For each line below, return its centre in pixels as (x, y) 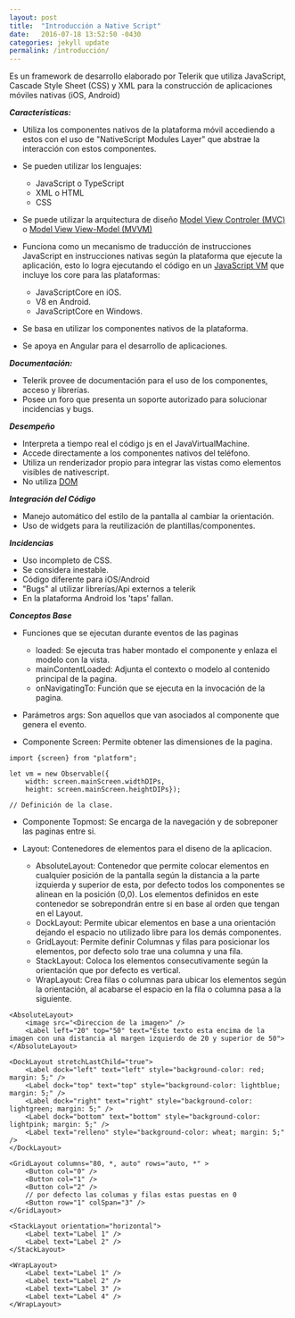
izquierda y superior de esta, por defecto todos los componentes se (160, 885)
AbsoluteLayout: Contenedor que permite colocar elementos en (152, 866)
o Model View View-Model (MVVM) (87, 230)
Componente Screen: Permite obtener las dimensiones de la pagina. (147, 742)
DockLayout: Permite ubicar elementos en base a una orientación (156, 923)
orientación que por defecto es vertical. (108, 970)
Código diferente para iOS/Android (86, 579)
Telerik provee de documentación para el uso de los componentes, (145, 381)
